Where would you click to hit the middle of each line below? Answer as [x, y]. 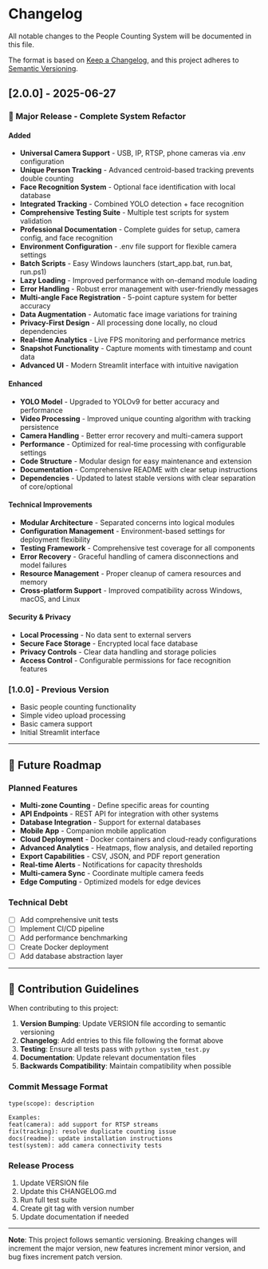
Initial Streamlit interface [60, 733]
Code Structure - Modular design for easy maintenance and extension [136, 461]
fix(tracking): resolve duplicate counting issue [93, 1132]
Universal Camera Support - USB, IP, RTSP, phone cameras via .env [132, 153]
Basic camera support [56, 724]
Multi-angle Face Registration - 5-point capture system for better [128, 297]
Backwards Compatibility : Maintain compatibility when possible [125, 1066]
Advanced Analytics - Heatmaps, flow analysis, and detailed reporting [136, 848]
